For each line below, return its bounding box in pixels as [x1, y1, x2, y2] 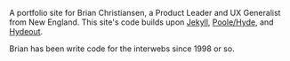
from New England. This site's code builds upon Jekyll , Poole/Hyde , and [9, 17, 274, 27]
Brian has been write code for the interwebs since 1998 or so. [9, 43, 235, 54]
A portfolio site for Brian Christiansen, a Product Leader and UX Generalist [9, 8, 281, 18]
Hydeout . [9, 27, 44, 36]
